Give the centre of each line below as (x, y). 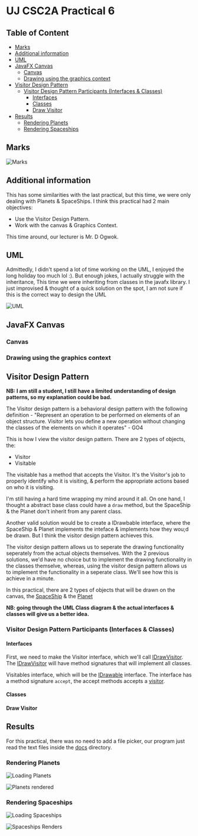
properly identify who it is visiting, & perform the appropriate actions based (98, 481)
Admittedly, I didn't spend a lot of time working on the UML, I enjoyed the (95, 269)
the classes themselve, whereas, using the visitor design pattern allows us (97, 566)
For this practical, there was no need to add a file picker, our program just (95, 741)
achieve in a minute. (30, 579)
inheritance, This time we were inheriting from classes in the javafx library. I (98, 282)
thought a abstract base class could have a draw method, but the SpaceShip (98, 505)
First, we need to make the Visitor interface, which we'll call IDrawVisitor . (95, 657)
